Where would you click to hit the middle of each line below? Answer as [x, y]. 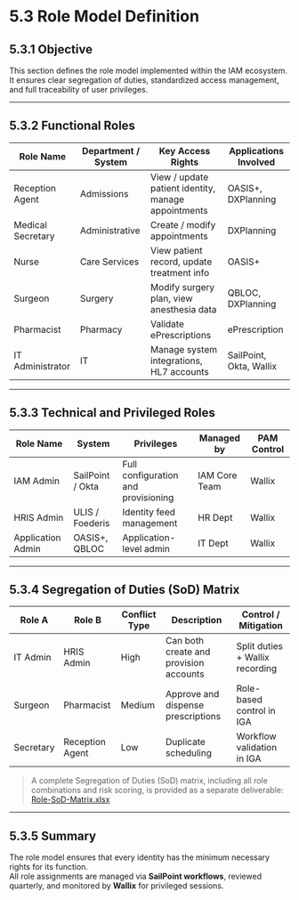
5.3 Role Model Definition [105, 16]
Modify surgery [182, 287]
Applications [256, 150]
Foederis [92, 523]
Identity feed [149, 512]
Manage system [184, 349]
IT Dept [213, 543]
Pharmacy [101, 329]
